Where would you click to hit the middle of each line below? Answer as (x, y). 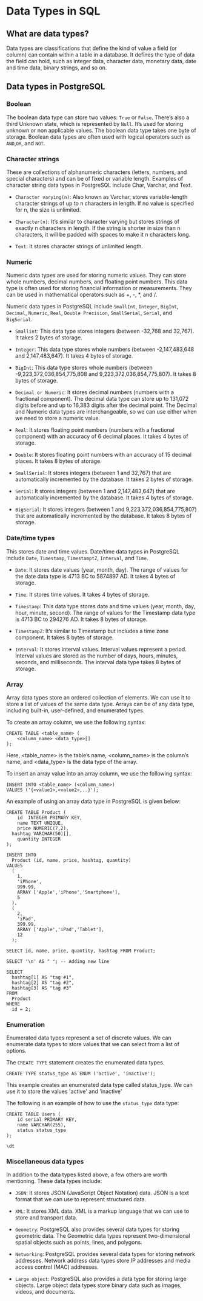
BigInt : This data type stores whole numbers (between (84, 368)
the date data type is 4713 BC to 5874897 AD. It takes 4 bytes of (95, 576)
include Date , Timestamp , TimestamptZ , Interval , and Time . (77, 558)
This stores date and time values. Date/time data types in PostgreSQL (93, 551)
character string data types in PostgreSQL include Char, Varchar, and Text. (99, 185)
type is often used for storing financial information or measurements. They (99, 288)
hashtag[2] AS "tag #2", (43, 983)
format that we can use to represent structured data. (81, 1199)
